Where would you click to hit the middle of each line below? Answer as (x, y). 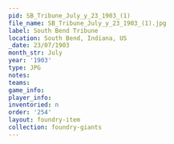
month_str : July (35, 53)
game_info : (26, 90)
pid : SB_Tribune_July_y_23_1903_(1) (69, 16)
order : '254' (30, 113)
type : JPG (25, 68)
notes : (19, 75)
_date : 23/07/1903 (39, 46)
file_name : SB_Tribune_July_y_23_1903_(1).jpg (87, 23)
